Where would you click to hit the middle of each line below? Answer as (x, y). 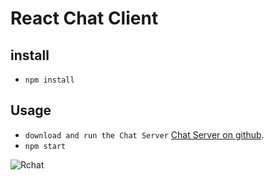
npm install (49, 80)
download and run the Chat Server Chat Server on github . (144, 134)
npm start (45, 146)
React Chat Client (84, 18)
